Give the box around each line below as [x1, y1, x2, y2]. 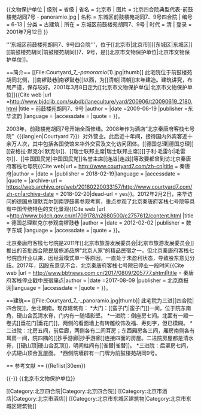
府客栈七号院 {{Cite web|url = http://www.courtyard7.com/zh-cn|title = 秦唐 [6, 163, 190, 169]
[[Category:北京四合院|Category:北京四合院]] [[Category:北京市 [6, 387, 163, 395]
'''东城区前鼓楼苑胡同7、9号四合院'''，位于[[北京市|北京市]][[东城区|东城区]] [6, 41, 193, 48]
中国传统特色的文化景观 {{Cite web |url [11, 205, 105, 212]
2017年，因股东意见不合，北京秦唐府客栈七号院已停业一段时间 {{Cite [16, 262, 184, 269]
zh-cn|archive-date [6, 190, 54, 197]
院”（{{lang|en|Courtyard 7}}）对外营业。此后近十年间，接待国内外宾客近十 [6, 133, 193, 140]
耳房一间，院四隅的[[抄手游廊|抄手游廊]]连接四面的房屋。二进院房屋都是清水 [6, 335, 194, 341]
